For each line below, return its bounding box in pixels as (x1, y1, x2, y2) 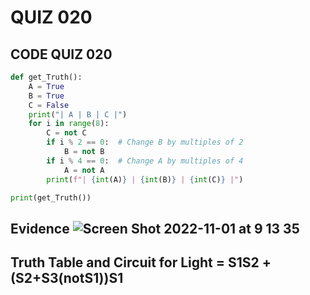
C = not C (46, 128, 87, 138)
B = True (28, 91, 65, 101)
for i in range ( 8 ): (28, 119, 110, 129)
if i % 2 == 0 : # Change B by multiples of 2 (46, 137, 244, 148)
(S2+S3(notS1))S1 (10, 270, 124, 287)
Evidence (10, 220, 70, 237)
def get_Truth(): (10, 72, 83, 82)
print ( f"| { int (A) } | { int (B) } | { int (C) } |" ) (46, 174, 244, 185)
